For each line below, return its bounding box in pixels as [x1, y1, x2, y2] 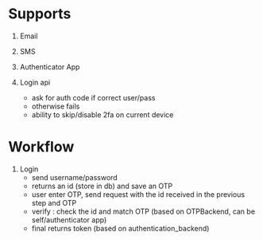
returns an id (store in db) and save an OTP [31, 181, 173, 191]
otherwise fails [31, 101, 80, 111]
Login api [19, 77, 51, 87]
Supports [8, 5, 72, 23]
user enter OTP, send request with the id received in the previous [31, 189, 245, 199]
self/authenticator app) [31, 214, 107, 224]
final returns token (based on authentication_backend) [31, 223, 210, 233]
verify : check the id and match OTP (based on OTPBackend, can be [31, 207, 256, 216]
